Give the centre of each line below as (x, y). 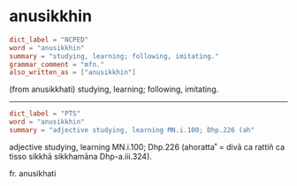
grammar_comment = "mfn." (57, 64)
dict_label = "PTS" (45, 114)
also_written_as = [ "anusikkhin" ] (73, 72)
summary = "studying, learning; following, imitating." (114, 56)
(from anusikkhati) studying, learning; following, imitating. (114, 89)
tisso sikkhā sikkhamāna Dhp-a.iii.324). (81, 156)
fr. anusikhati (33, 173)
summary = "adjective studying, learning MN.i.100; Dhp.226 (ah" (132, 130)
